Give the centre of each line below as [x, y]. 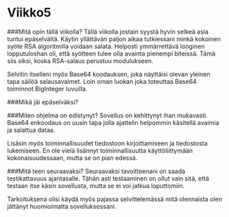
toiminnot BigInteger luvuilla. [47, 89]
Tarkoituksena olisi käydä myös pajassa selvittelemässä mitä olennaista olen [115, 199]
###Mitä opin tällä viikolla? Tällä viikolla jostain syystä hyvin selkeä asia [108, 32]
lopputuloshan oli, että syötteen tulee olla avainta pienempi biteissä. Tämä [111, 54]
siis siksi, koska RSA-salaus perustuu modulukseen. [80, 60]
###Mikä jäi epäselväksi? [43, 102]
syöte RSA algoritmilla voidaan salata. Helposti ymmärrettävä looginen [106, 46]
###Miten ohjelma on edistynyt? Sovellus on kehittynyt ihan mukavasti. [107, 115]
